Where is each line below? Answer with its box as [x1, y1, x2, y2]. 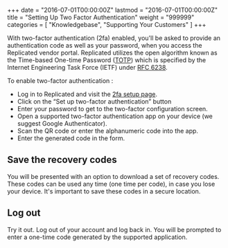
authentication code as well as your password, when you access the [7, 41, 202, 49]
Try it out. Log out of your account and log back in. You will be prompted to [7, 225, 222, 233]
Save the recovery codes [7, 154, 117, 166]
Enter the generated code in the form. [17, 134, 125, 142]
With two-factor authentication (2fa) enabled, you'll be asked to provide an [7, 34, 220, 42]
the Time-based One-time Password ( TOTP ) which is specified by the [7, 56, 207, 64]
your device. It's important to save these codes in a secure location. [7, 187, 201, 195]
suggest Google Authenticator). [17, 120, 107, 127]
